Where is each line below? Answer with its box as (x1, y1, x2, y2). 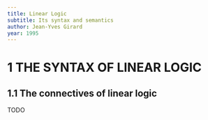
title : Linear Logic (7, 10, 68, 17)
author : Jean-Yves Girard (7, 23, 82, 30)
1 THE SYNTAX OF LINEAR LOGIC (7, 60, 202, 75)
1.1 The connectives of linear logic (7, 87, 157, 99)
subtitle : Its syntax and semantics (7, 17, 114, 24)
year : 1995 (7, 29, 39, 37)
